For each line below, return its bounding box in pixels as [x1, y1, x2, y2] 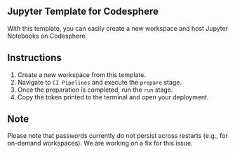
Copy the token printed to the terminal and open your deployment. [17, 92, 209, 101]
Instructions [7, 52, 62, 64]
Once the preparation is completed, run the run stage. [17, 85, 173, 94]
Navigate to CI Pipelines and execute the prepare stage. [17, 78, 182, 86]
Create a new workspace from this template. [17, 70, 146, 79]
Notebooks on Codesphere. [7, 31, 88, 40]
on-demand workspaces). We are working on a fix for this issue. [7, 139, 193, 148]
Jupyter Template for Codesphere [7, 6, 159, 17]
